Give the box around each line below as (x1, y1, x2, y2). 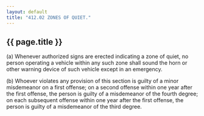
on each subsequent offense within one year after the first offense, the (6, 97, 184, 104)
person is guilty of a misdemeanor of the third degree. (6, 103, 142, 111)
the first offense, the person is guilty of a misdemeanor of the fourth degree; (6, 90, 199, 97)
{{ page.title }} (6, 37, 63, 47)
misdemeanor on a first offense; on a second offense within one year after (6, 84, 193, 91)
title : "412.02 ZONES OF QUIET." (6, 14, 91, 21)
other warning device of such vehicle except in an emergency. (6, 66, 163, 73)
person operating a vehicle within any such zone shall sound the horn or (6, 59, 188, 66)
